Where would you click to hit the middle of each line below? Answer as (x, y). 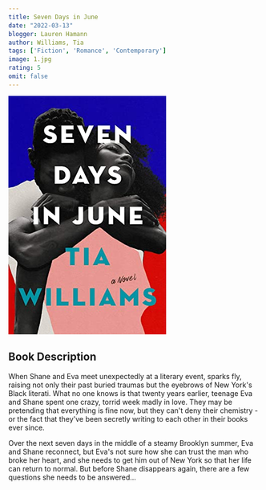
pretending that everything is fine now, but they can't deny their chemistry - (133, 410)
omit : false (28, 76)
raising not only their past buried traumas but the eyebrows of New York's (130, 385)
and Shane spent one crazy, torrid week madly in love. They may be (120, 402)
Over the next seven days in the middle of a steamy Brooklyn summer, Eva (131, 443)
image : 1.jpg (30, 59)
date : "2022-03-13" (41, 25)
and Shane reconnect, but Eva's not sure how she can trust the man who (129, 451)
